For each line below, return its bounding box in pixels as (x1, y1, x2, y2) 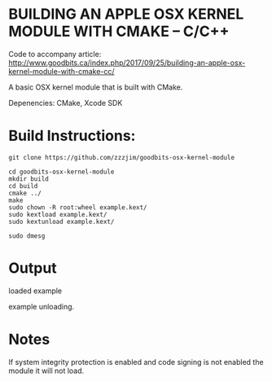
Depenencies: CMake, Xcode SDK (8, 98, 123, 108)
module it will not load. (8, 366, 85, 375)
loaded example (8, 286, 63, 296)
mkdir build (8, 174, 49, 183)
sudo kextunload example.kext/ (8, 217, 115, 226)
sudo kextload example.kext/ (8, 210, 107, 218)
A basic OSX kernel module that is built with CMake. (8, 82, 183, 92)
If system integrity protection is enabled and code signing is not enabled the (8, 357, 264, 367)
